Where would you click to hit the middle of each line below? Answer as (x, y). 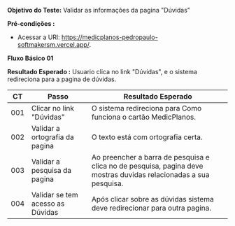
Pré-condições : (31, 23)
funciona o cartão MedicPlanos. (144, 117)
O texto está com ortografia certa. (147, 137)
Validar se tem (55, 195)
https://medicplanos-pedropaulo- (110, 37)
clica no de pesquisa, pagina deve (147, 166)
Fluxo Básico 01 (30, 58)
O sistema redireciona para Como (147, 108)
